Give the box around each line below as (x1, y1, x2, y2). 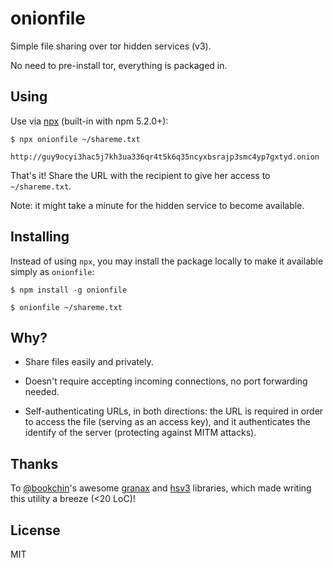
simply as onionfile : (10, 265, 95, 277)
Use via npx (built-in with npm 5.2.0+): (10, 115, 169, 127)
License (10, 522, 61, 539)
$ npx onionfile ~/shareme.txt (10, 134, 141, 144)
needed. (24, 386, 60, 398)
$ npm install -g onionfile (10, 285, 128, 295)
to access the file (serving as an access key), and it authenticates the (24, 416, 311, 428)
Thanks (10, 455, 59, 472)
